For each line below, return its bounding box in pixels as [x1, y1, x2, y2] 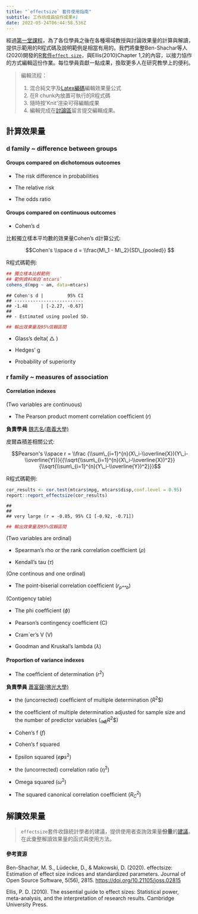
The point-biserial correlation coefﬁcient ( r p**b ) [14, 582, 131, 591]
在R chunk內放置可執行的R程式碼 [29, 92, 111, 99]
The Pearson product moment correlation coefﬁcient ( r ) [14, 413, 152, 420]
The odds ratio [14, 195, 51, 203]
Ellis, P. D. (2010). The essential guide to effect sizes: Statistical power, [6, 888, 180, 895]
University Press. [6, 901, 48, 908]
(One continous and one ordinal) [6, 570, 86, 577]
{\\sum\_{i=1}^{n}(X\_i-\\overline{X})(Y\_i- [87, 450, 188, 457]
